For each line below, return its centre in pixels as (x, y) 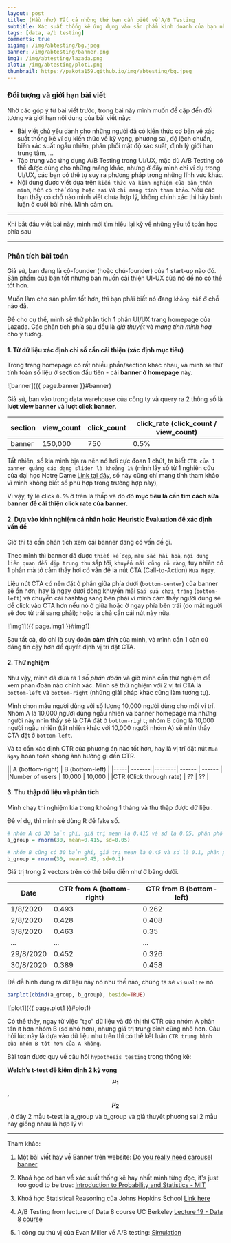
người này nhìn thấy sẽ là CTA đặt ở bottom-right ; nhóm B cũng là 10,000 (111, 720)
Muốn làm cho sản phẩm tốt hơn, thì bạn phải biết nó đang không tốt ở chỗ (113, 299)
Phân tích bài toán (38, 256)
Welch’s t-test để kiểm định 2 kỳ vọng (62, 1070)
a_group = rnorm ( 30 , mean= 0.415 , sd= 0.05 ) (69, 840)
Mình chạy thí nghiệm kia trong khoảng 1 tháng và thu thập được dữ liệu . (110, 807)
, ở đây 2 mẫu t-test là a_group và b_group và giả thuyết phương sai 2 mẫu (112, 1116)
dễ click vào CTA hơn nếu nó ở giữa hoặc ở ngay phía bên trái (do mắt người (115, 605)
